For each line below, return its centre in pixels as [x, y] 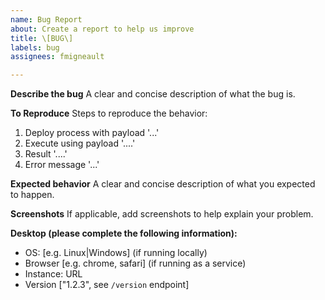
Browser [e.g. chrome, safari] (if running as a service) [135, 263]
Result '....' [46, 154]
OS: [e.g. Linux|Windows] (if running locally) [116, 253]
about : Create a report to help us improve [102, 29]
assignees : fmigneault [57, 57]
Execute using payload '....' [80, 143]
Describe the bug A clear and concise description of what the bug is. [153, 94]
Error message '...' [62, 165]
